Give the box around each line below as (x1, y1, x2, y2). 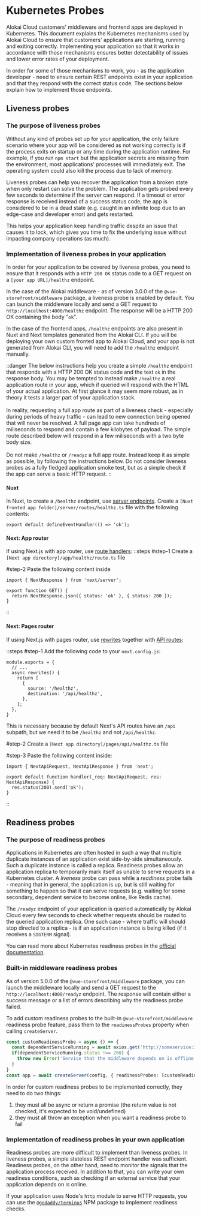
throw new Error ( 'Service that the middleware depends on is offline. (17, 1056, 197, 1062)
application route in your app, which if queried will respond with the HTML (6, 381, 189, 388)
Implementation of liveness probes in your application (6, 250, 166, 258)
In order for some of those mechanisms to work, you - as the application (6, 67, 184, 74)
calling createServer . (6, 1027, 58, 1035)
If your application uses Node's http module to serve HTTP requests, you (6, 1192, 187, 1200)
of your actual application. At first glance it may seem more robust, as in (6, 387, 184, 395)
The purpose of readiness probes (6, 835, 105, 843)
